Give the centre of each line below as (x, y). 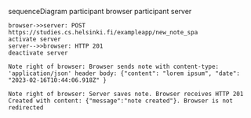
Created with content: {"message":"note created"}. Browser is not (121, 101)
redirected (26, 108)
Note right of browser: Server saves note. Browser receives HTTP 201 (126, 94)
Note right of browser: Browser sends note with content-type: (114, 66)
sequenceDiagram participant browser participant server (100, 11)
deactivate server (38, 53)
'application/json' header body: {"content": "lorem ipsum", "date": (124, 73)
